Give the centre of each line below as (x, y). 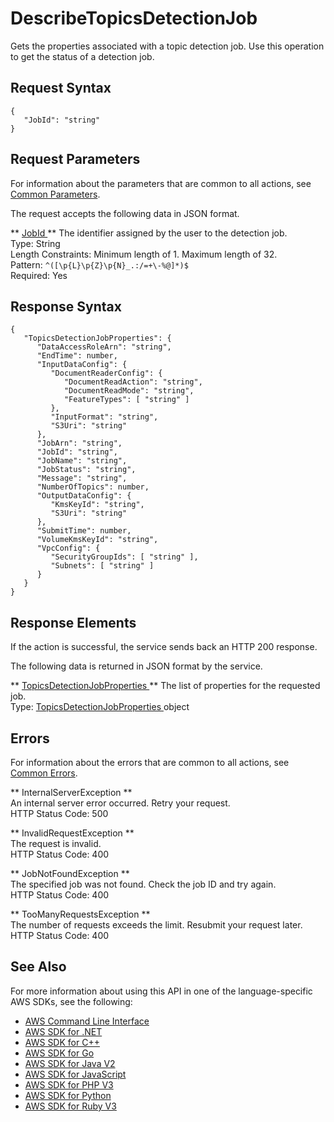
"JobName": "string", (82, 461)
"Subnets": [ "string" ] (102, 566)
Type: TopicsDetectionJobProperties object (100, 707)
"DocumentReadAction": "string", (133, 382)
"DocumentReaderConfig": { (106, 373)
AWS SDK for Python (68, 1095)
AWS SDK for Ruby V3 (70, 1106)
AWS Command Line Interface (87, 1021)
